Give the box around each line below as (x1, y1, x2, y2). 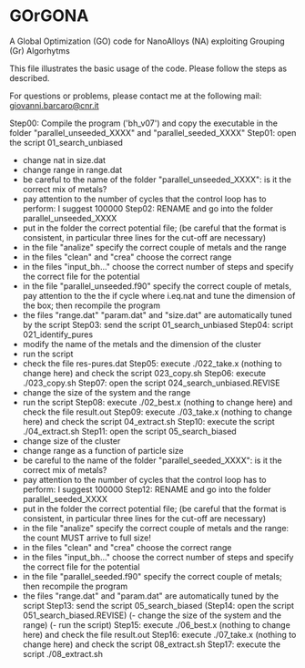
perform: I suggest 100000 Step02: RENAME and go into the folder (22, 202, 273, 214)
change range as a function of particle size (22, 445, 184, 456)
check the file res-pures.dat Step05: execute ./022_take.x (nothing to (22, 357, 282, 369)
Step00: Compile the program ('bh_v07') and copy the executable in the (9, 118, 278, 128)
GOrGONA (9, 5, 89, 26)
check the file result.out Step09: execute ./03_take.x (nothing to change (22, 406, 293, 417)
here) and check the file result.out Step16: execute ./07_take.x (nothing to (22, 629, 297, 640)
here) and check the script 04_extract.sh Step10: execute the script (22, 416, 275, 426)
